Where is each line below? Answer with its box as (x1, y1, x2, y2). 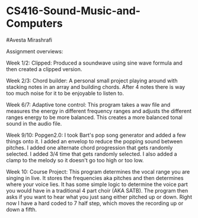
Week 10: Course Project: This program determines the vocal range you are (6, 168, 190, 175)
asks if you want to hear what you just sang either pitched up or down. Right (6, 193, 193, 200)
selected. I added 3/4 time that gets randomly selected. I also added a (6, 150, 177, 158)
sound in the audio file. (6, 120, 62, 127)
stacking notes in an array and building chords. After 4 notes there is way (6, 83, 186, 90)
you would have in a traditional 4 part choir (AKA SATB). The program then (6, 187, 189, 194)
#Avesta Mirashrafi (6, 36, 52, 43)
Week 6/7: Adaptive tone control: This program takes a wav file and (6, 101, 171, 108)
